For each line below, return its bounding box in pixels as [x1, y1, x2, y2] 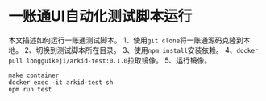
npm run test [8, 85, 52, 93]
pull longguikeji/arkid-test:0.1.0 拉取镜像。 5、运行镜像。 [8, 55, 212, 65]
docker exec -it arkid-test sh [8, 78, 114, 87]
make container [8, 71, 60, 79]
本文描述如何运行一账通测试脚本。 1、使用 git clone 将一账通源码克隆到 [8, 35, 244, 45]
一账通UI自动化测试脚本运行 [8, 7, 193, 26]
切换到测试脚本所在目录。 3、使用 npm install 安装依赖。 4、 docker [35, 45, 259, 55]
